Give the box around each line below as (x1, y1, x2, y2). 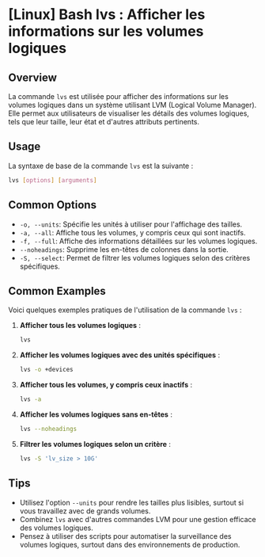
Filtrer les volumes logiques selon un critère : (19, 439, 172, 448)
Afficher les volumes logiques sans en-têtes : (19, 410, 172, 419)
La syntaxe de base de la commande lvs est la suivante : (8, 161, 194, 170)
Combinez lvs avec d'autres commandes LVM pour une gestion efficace (19, 514, 256, 524)
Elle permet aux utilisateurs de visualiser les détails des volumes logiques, (8, 109, 249, 118)
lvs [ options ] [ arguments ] (8, 176, 97, 184)
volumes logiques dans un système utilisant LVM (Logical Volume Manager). (8, 101, 257, 109)
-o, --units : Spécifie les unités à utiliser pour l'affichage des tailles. (19, 219, 243, 229)
